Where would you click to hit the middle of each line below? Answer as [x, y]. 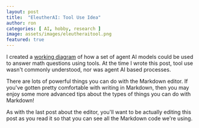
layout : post [23, 12]
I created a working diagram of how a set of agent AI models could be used [100, 57]
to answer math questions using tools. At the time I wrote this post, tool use [100, 63]
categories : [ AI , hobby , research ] [54, 29]
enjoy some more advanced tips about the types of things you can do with [99, 94]
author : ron [21, 23]
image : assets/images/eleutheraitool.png [59, 34]
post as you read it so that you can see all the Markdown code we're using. [99, 118]
